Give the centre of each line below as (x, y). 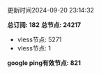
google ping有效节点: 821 (44, 63)
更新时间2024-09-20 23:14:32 (51, 10)
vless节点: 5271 (39, 39)
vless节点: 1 (34, 48)
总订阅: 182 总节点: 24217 (44, 25)
